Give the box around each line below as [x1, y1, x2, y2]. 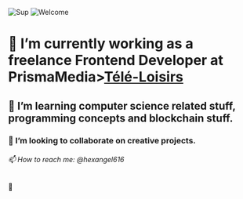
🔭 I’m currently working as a [8, 35, 194, 52]
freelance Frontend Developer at [8, 52, 223, 70]
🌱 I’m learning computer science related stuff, [8, 99, 236, 113]
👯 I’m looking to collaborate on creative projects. [8, 135, 196, 146]
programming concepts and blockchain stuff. [8, 111, 234, 125]
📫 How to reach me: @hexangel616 [8, 155, 125, 165]
